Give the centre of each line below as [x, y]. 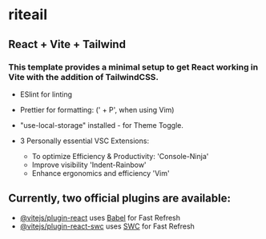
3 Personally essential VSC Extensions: [85, 141]
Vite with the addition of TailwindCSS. [83, 77]
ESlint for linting [46, 94]
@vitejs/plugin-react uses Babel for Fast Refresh [100, 217]
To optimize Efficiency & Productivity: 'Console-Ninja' [120, 156]
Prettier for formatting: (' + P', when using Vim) [97, 110]
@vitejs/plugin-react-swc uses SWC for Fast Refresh [107, 226]
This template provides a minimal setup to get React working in [133, 67]
